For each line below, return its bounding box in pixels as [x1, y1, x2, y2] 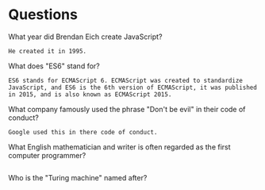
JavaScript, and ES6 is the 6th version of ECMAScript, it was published [8, 83, 258, 91]
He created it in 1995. [8, 47, 87, 55]
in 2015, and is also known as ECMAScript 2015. [8, 90, 172, 99]
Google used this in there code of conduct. [8, 128, 158, 136]
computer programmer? [8, 150, 86, 160]
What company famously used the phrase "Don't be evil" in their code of [8, 104, 246, 114]
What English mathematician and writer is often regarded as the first [8, 142, 232, 152]
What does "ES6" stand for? [8, 61, 101, 71]
